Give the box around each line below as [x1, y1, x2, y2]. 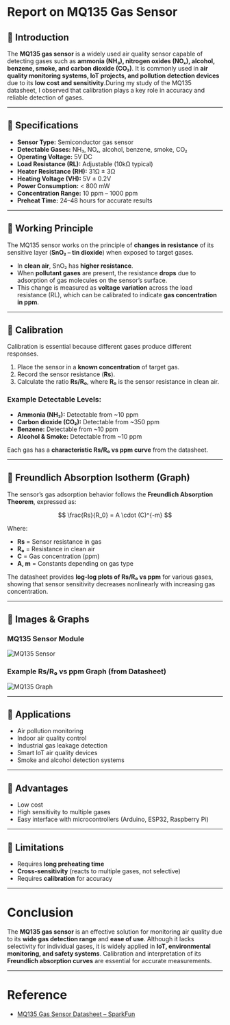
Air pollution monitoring [16, 727, 84, 735]
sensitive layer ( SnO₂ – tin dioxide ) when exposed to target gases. [7, 248, 194, 256]
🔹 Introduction [7, 32, 70, 43]
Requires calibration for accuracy [16, 874, 113, 882]
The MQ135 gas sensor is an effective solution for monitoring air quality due [7, 928, 222, 936]
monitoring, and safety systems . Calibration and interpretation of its [7, 949, 202, 958]
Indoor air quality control [16, 734, 87, 742]
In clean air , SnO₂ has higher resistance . [16, 262, 133, 270]
